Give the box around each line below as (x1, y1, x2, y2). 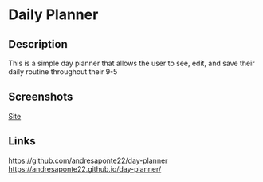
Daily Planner (8, 6, 99, 24)
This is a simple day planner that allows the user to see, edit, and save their (8, 58, 255, 68)
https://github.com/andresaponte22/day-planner (8, 156, 168, 165)
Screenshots (8, 90, 73, 104)
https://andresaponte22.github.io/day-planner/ (8, 164, 162, 173)
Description (8, 38, 68, 51)
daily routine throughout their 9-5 (8, 67, 118, 77)
